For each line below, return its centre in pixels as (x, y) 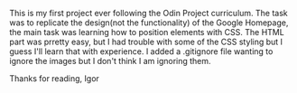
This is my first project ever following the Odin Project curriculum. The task (149, 13)
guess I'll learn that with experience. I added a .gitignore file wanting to (141, 51)
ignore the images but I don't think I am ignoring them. (110, 61)
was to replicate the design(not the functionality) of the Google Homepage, (149, 23)
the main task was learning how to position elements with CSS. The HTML (147, 32)
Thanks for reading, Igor (54, 79)
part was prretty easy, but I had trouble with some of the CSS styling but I (146, 42)
